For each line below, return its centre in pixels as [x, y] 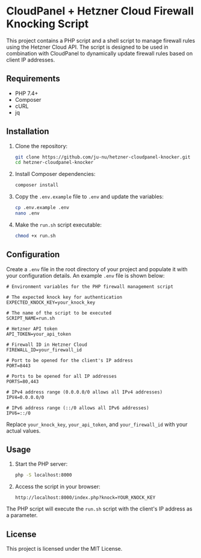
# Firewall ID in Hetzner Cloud [47, 345]
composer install [37, 185]
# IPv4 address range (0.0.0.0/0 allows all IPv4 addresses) [85, 392]
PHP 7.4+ [26, 93]
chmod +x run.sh [35, 236]
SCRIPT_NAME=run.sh [31, 318]
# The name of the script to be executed [59, 313]
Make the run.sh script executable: [58, 225]
